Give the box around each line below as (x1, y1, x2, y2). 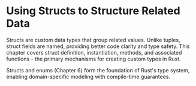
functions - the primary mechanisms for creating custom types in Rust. (6, 55, 181, 62)
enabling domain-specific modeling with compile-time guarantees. (6, 73, 171, 80)
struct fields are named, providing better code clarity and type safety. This (6, 43, 190, 50)
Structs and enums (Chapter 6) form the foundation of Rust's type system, (6, 66, 190, 74)
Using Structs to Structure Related (6, 4, 181, 18)
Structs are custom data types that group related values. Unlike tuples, (6, 36, 181, 43)
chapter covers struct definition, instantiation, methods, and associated (6, 49, 182, 56)
